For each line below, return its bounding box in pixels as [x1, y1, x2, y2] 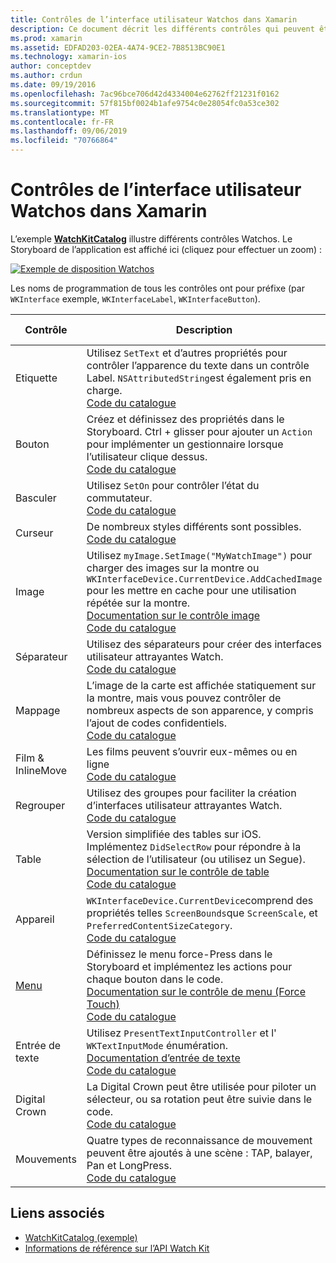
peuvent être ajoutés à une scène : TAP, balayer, [86, 1146, 313, 1160]
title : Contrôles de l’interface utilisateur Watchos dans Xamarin [10, 14, 298, 25]
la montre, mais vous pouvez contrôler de [86, 691, 282, 705]
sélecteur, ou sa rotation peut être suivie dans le [86, 1092, 313, 1106]
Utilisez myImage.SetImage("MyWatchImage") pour [86, 548, 313, 562]
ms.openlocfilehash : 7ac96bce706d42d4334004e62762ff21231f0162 [10, 89, 280, 99]
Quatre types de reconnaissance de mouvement [86, 1133, 313, 1147]
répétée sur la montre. [86, 596, 191, 610]
